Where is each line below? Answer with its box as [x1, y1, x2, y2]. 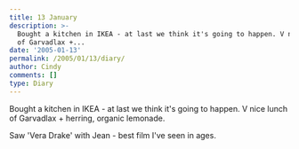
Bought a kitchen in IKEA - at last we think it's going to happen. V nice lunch [9, 103, 288, 114]
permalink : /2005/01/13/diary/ [9, 54, 125, 63]
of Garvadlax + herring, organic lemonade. [9, 113, 166, 123]
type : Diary [9, 79, 53, 88]
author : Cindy [9, 63, 62, 72]
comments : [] [9, 71, 58, 80]
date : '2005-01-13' [9, 46, 82, 55]
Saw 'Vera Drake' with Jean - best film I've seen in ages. [9, 129, 216, 140]
